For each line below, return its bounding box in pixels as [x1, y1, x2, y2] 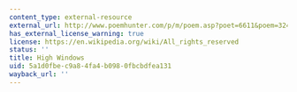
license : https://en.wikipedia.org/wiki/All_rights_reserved [9, 37, 240, 46]
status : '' [9, 46, 49, 54]
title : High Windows [9, 53, 86, 62]
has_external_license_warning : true [9, 29, 144, 38]
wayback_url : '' [9, 70, 69, 79]
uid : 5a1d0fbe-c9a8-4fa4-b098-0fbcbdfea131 [9, 62, 172, 71]
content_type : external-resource [9, 12, 133, 22]
